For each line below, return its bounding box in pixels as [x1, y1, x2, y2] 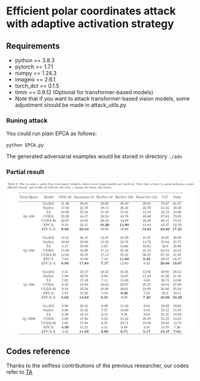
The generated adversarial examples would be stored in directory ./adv [6, 153, 183, 160]
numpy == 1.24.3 [14, 70, 57, 76]
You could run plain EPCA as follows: [6, 130, 97, 137]
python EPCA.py [6, 142, 44, 148]
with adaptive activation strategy [6, 17, 174, 31]
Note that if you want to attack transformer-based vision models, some [14, 95, 190, 102]
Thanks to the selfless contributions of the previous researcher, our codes [6, 362, 189, 369]
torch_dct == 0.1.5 [14, 82, 60, 89]
